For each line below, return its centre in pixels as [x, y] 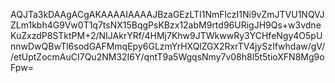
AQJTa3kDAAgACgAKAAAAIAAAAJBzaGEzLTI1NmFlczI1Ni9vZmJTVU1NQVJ [167, 14]
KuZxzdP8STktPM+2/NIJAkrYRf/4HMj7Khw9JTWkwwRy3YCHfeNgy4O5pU [166, 35]
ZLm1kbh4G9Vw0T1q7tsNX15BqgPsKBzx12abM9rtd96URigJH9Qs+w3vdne [166, 25]
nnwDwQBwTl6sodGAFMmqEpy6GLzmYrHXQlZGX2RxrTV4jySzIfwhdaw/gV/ [168, 46]
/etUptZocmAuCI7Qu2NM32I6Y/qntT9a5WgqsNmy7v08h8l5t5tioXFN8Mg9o [167, 57]
